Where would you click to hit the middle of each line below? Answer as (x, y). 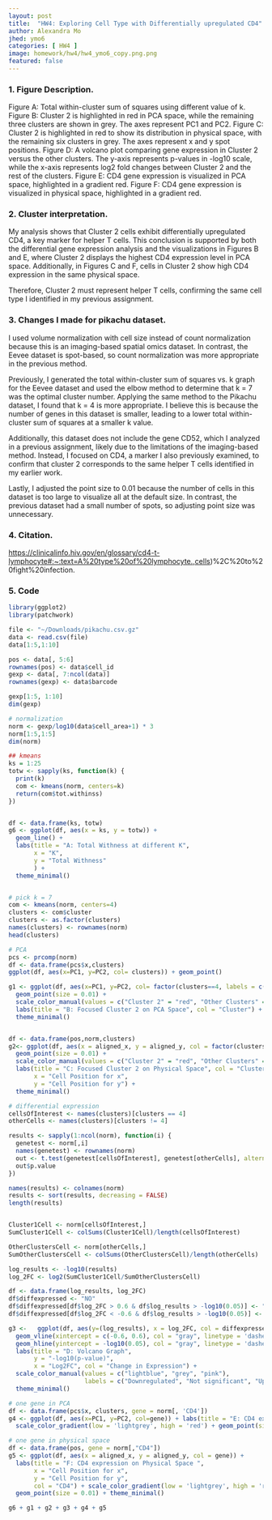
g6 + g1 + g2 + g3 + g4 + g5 (57, 1508)
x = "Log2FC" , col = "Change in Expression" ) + (115, 1366)
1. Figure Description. (51, 89)
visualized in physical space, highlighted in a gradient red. (105, 193)
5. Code (24, 591)
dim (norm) (25, 741)
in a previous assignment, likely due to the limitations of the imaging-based (134, 446)
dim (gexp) (25, 704)
